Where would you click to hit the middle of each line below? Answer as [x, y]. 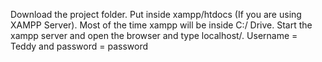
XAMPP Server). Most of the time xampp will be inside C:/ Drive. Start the [161, 25]
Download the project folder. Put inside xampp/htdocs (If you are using [156, 14]
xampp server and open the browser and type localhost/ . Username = [154, 35]
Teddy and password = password [79, 46]
